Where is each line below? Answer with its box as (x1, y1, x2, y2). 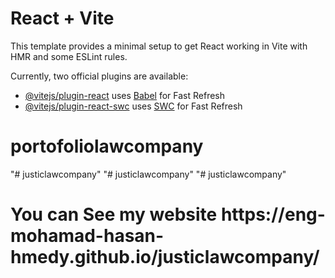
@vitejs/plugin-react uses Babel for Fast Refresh (24, 89, 226, 101)
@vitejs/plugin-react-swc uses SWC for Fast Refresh (24, 100, 243, 112)
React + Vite (10, 7, 115, 30)
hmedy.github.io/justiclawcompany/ (10, 246, 320, 269)
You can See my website (10, 203, 218, 226)
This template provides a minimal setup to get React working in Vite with (10, 40, 308, 52)
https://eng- (220, 203, 326, 226)
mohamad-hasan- (10, 225, 165, 247)
